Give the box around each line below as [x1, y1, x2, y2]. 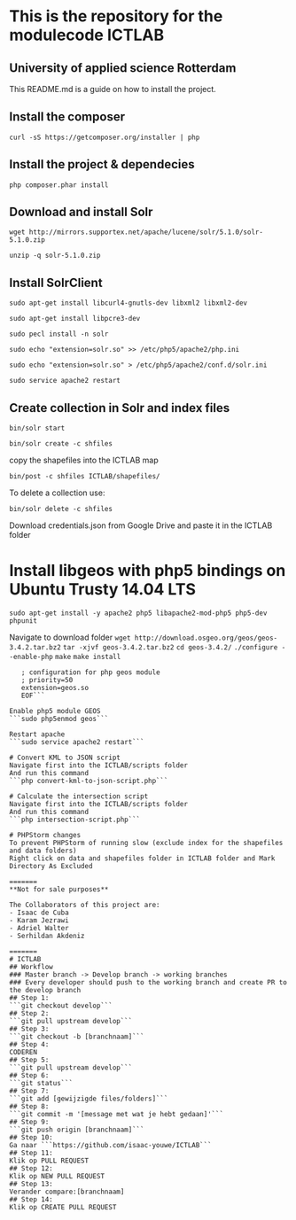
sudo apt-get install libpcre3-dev [9, 315, 141, 323]
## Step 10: [9, 1133, 53, 1142]
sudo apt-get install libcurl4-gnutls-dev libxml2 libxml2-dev [9, 299, 248, 307]
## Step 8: [9, 1102, 50, 1111]
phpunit [9, 617, 38, 626]
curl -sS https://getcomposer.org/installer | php [9, 133, 200, 142]
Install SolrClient [9, 275, 104, 290]
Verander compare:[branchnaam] [9, 1187, 125, 1196]
